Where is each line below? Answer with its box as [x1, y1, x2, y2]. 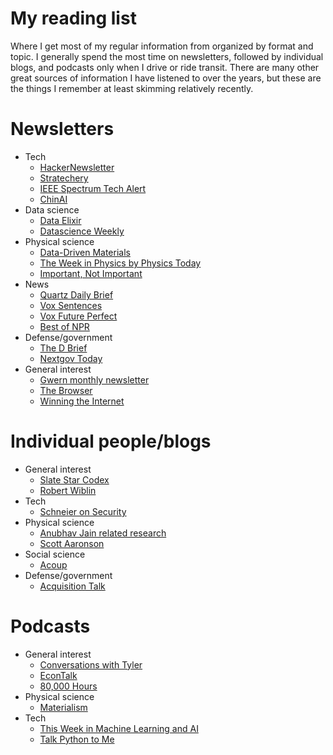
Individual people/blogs [10, 430, 212, 453]
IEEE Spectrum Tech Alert [39, 182, 147, 194]
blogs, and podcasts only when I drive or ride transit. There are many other [10, 61, 320, 73]
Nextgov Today [39, 352, 103, 364]
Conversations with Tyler [39, 658, 143, 671]
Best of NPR [39, 320, 90, 332]
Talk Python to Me [39, 733, 115, 745]
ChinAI [39, 193, 68, 205]
